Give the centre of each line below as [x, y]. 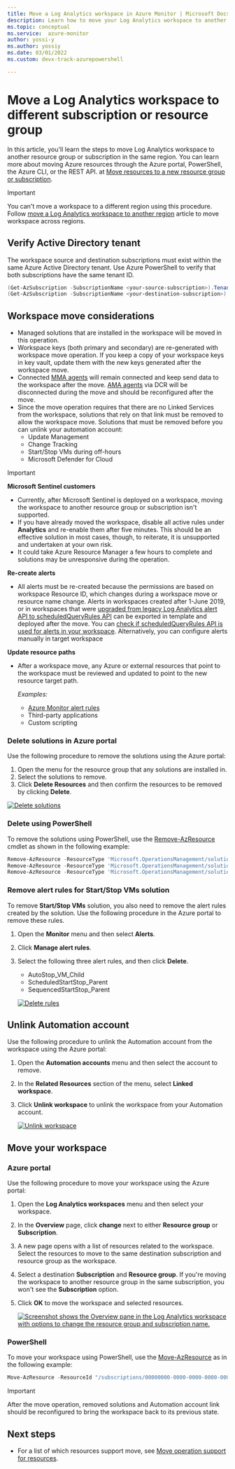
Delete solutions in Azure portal [62, 741]
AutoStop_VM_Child [56, 975]
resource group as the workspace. [67, 1261]
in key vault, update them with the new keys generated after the [109, 363]
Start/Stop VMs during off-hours [74, 452]
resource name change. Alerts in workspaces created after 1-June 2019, [121, 601]
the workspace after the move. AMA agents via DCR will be [102, 385]
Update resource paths [41, 653]
